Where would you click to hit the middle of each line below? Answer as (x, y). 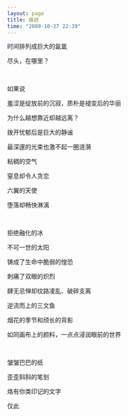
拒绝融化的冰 (25, 233)
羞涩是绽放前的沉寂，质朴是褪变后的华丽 (64, 103)
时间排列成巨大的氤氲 (37, 47)
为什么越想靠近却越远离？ (43, 118)
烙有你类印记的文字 (34, 391)
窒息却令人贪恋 (28, 176)
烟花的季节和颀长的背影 (40, 320)
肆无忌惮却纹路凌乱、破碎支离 (49, 291)
